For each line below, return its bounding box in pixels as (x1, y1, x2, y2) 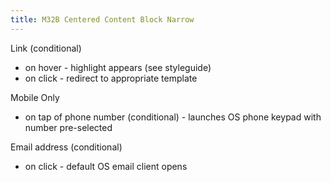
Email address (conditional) (10, 141, 123, 153)
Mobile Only (10, 91, 60, 103)
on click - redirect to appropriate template (24, 72, 198, 84)
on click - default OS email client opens (24, 160, 188, 172)
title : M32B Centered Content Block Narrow (10, 14, 195, 25)
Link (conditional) (10, 42, 82, 54)
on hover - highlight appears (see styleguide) (24, 61, 212, 73)
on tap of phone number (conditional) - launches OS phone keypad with (24, 111, 322, 123)
